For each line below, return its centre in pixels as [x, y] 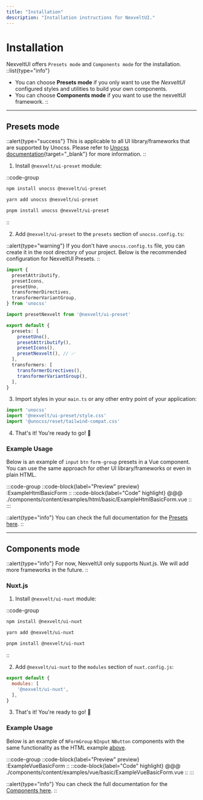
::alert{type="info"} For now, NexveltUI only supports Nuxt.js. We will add [98, 563]
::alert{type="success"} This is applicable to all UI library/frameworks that [98, 141]
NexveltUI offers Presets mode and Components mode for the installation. [94, 64]
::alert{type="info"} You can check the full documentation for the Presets [97, 518]
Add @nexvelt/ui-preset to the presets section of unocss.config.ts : [100, 234]
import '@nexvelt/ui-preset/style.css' [56, 416]
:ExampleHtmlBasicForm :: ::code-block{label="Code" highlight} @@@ [95, 493]
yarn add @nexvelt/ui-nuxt [40, 633]
